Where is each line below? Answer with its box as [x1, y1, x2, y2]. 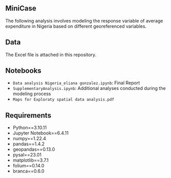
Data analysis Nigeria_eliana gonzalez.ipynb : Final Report [12, 80, 140, 86]
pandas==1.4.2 [12, 141, 45, 147]
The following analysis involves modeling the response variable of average [5, 17, 163, 24]
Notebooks [5, 66, 42, 75]
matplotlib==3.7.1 [12, 157, 49, 163]
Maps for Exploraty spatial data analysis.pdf [12, 97, 115, 102]
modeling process [12, 91, 51, 97]
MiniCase [5, 4, 37, 13]
